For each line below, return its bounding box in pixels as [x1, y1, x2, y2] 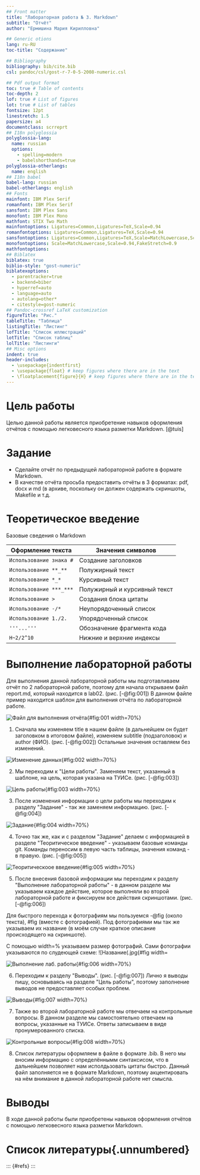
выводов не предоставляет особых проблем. [14, 984, 131, 991]
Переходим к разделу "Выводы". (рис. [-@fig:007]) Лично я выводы [14, 972, 188, 979]
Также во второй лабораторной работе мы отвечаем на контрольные [14, 1007, 193, 1015]
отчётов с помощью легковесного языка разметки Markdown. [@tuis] [6, 425, 184, 432]
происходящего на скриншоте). [6, 931, 87, 938]
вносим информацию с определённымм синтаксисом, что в [14, 1056, 168, 1063]
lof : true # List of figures [6, 97, 79, 103]
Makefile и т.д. [14, 491, 51, 498]
